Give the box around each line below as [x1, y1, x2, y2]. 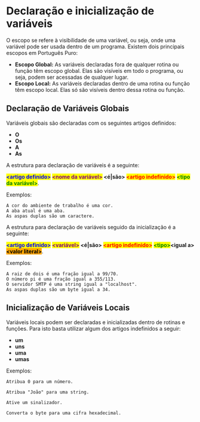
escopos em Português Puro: [6, 49, 78, 56]
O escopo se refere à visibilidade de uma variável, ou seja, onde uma [6, 36, 176, 44]
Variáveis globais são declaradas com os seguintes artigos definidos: [6, 119, 177, 127]
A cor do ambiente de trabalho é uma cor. [6, 202, 113, 208]
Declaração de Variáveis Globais [6, 103, 130, 114]
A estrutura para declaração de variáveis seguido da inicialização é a [6, 223, 176, 230]
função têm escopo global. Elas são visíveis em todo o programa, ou [14, 67, 183, 74]
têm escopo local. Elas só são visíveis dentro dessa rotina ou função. [14, 86, 185, 93]
